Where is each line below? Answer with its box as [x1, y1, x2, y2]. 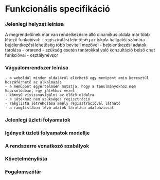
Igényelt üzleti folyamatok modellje [5, 130, 90, 136]
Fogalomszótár [5, 168, 41, 175]
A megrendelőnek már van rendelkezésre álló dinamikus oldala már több [5, 32, 150, 37]
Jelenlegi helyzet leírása [5, 21, 64, 28]
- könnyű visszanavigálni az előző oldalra [5, 92, 95, 98]
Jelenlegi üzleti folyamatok [5, 116, 71, 123]
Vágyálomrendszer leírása [5, 65, 69, 71]
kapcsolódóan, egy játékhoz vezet [5, 88, 75, 93]
